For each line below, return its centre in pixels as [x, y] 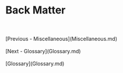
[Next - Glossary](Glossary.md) [43, 51]
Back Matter [36, 10]
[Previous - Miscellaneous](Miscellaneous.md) [61, 39]
